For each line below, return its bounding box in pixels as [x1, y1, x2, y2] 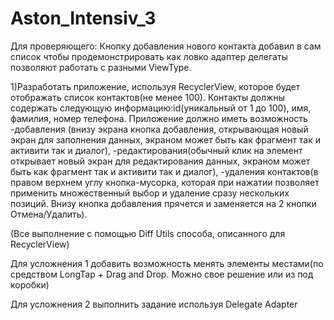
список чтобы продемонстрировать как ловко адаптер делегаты [10, 50, 288, 62]
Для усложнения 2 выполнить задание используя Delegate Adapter [10, 298, 298, 310]
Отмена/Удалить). [10, 208, 88, 220]
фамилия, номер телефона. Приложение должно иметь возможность [10, 112, 308, 124]
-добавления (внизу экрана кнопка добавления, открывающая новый [10, 123, 309, 135]
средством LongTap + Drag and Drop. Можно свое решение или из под [10, 268, 314, 280]
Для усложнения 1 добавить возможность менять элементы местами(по [10, 257, 324, 269]
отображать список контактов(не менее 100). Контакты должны [10, 91, 285, 103]
